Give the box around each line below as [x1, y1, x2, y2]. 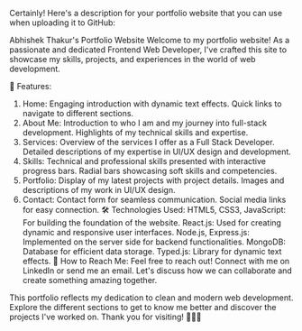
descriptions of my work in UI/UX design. [22, 185, 176, 195]
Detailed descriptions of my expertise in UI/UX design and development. [22, 146, 291, 157]
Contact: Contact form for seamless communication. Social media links [22, 194, 287, 205]
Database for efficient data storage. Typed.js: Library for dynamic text [22, 246, 282, 256]
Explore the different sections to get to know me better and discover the [9, 302, 277, 312]
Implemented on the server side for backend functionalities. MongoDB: [22, 236, 287, 247]
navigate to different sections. [22, 108, 133, 118]
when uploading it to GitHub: [9, 17, 115, 28]
